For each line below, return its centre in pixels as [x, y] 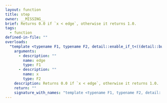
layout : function [23, 10]
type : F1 [32, 65]
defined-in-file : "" [27, 38]
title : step [17, 14]
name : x [31, 74]
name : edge [34, 60]
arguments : [25, 51]
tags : [11, 28]
